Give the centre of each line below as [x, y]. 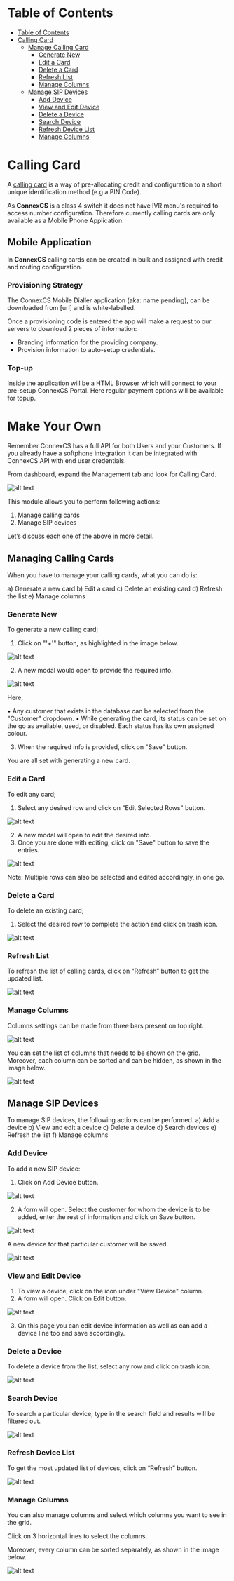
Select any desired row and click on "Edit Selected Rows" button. [111, 807]
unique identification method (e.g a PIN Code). [74, 191]
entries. [28, 849]
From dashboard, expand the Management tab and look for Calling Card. [112, 474]
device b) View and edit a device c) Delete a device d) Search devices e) [112, 1128]
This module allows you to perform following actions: [84, 502]
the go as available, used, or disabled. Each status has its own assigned [111, 726]
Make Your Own [54, 426]
